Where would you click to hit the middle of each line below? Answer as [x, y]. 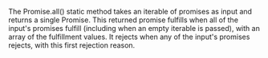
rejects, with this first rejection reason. [72, 45]
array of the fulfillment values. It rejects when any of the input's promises [129, 37]
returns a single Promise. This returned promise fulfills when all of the [124, 20]
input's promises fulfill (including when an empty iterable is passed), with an [134, 28]
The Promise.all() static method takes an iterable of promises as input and [130, 12]
